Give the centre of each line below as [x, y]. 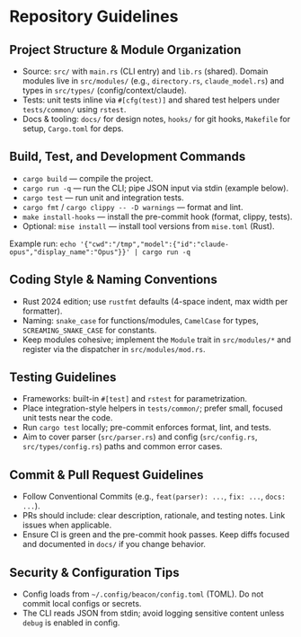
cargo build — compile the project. [88, 178]
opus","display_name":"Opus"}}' [70, 252]
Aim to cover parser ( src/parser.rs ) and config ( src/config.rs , [140, 437]
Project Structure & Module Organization [125, 50]
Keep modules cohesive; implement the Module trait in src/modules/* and [157, 340]
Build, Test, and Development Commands [128, 157]
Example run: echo [43, 243]
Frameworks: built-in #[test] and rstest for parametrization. [135, 399]
